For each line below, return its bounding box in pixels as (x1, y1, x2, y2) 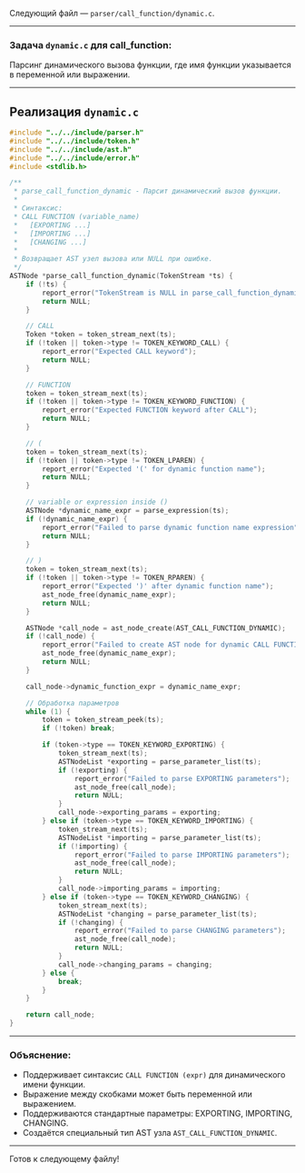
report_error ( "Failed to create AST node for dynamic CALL (42, 640, 271, 649)
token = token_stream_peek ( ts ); (42, 716, 165, 725)
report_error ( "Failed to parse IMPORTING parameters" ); (74, 850, 290, 859)
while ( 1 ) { (25, 707, 71, 717)
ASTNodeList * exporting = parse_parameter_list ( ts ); (57, 757, 261, 767)
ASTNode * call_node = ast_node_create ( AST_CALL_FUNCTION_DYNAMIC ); (25, 623, 286, 633)
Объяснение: (9, 1049, 72, 1062)
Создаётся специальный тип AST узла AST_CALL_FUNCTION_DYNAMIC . (22, 1128, 278, 1138)
